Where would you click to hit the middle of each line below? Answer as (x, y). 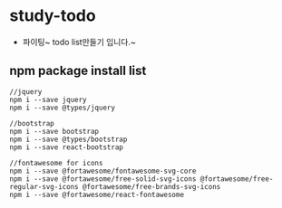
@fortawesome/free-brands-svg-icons (151, 186)
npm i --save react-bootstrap (67, 147)
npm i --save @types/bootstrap (68, 139)
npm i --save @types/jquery (63, 108)
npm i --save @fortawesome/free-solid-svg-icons (103, 179)
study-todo (53, 16)
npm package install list (78, 71)
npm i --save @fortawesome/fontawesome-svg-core (103, 171)
